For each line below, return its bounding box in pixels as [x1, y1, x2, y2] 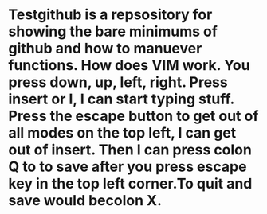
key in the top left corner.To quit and [8, 175, 253, 193]
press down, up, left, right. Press [8, 73, 229, 91]
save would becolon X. [8, 192, 162, 210]
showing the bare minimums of [8, 22, 218, 41]
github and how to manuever [8, 40, 202, 57]
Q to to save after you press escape [8, 158, 247, 176]
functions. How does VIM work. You [8, 56, 250, 75]
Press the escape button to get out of [8, 107, 259, 125]
